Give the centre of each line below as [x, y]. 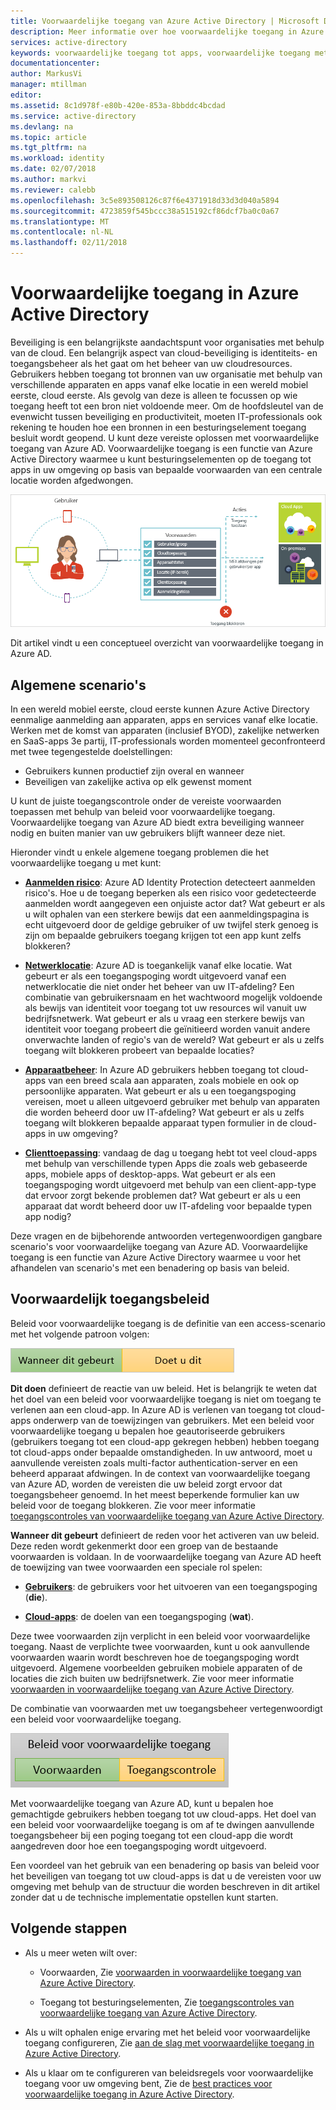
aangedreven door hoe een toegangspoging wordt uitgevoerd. [138, 1846]
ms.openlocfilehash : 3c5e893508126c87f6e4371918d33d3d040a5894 [145, 200]
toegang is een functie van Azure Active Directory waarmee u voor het [156, 1257]
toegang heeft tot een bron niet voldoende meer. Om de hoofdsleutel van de [167, 406]
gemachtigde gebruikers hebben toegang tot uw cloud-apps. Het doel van [163, 1814]
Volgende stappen [69, 1928]
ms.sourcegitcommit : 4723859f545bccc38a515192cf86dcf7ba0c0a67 [145, 211]
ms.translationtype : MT [60, 221]
